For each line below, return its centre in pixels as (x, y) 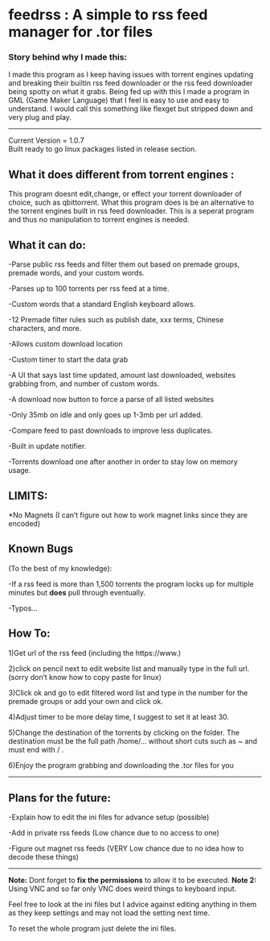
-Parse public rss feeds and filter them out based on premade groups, (124, 264)
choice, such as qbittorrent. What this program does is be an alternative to (131, 202)
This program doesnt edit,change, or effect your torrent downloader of (125, 194)
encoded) (25, 523)
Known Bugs (41, 549)
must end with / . (36, 749)
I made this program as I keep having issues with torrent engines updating (131, 75)
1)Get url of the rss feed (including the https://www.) (95, 653)
